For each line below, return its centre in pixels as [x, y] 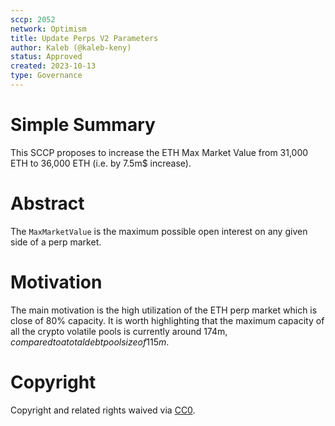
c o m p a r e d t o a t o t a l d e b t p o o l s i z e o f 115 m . [90, 342]
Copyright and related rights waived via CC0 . [103, 410]
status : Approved [46, 57]
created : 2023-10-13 [53, 66]
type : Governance [46, 76]
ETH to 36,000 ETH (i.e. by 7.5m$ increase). [101, 163]
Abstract [47, 203]
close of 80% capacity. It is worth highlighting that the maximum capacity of [167, 320]
